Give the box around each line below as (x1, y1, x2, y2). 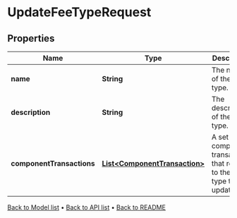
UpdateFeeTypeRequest (7, 4, 152, 20)
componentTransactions (11, 159, 95, 168)
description (11, 107, 51, 117)
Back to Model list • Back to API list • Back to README (7, 203, 166, 212)
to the (211, 167, 231, 177)
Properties (7, 32, 55, 44)
